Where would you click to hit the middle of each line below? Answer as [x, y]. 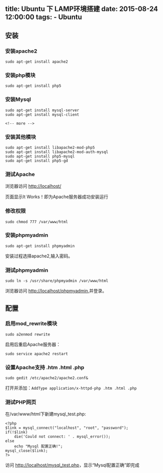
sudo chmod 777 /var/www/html [37, 222]
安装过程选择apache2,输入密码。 [39, 256]
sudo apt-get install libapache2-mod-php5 [50, 147]
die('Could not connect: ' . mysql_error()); [62, 437]
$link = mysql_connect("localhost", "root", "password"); [67, 428]
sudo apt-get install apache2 [37, 62]
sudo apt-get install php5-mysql [40, 156]
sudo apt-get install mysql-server [42, 110]
